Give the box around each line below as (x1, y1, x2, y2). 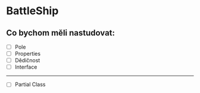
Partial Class (14, 81, 46, 88)
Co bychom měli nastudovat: (6, 28, 115, 38)
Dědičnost (14, 57, 40, 64)
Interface (14, 63, 37, 70)
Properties (14, 50, 40, 57)
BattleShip (6, 4, 59, 18)
